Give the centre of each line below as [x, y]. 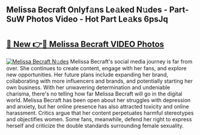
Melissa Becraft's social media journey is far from [131, 61]
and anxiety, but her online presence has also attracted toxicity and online [98, 106]
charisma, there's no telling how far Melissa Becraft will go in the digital [94, 94]
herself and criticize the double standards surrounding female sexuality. [95, 126]
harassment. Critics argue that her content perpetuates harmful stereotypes [100, 113]
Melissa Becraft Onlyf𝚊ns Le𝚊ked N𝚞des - [87, 10]
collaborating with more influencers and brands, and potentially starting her [100, 81]
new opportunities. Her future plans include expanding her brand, [87, 75]
